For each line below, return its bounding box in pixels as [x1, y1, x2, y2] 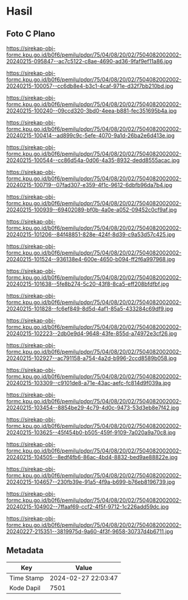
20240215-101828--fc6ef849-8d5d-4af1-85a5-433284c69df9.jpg [6, 305, 173, 312]
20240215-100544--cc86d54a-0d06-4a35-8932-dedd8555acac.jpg [6, 157, 180, 164]
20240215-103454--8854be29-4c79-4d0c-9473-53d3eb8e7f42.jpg [6, 404, 179, 411]
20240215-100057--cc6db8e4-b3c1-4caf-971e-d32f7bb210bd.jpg [6, 82, 173, 90]
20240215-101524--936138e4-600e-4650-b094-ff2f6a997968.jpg [6, 256, 175, 263]
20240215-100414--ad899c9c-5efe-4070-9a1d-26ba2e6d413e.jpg [6, 132, 175, 139]
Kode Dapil [9, 584, 41, 592]
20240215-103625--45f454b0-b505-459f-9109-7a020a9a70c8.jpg [6, 429, 176, 436]
